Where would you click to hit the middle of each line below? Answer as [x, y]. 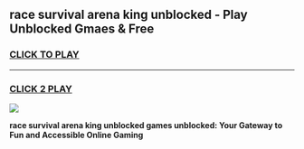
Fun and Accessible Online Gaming [76, 135]
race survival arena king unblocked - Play [129, 15]
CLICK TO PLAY [44, 55]
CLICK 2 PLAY [41, 88]
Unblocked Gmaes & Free [82, 29]
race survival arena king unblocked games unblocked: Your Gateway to [146, 125]
